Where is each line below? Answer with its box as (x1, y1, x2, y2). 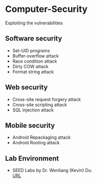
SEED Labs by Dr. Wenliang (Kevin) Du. (12, 168, 93, 174)
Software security (5, 34, 62, 43)
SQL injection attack (12, 107, 54, 113)
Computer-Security (5, 3, 88, 15)
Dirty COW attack (12, 63, 49, 69)
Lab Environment (5, 154, 59, 163)
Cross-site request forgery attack (12, 96, 81, 102)
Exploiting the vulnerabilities (5, 20, 63, 26)
